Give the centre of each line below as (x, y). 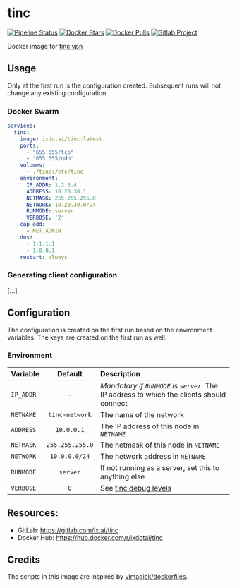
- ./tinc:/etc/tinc (54, 172)
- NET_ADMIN (43, 231)
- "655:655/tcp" (50, 152)
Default (70, 373)
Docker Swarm (33, 111)
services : (22, 126)
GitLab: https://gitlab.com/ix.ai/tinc (68, 530)
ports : (30, 145)
